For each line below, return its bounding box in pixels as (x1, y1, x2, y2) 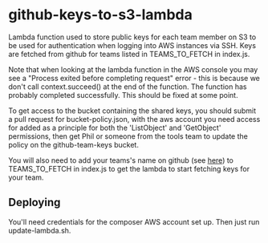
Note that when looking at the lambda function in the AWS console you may (8, 64, 258, 74)
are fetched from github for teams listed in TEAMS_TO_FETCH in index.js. (8, 49, 250, 59)
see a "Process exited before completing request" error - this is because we (8, 73, 261, 83)
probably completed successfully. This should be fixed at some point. (8, 90, 238, 99)
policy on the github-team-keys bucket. (8, 140, 139, 149)
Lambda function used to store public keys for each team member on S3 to (8, 32, 257, 42)
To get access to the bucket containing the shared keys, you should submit (8, 106, 257, 115)
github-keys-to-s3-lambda (8, 6, 193, 24)
